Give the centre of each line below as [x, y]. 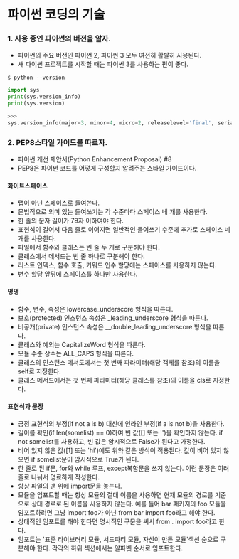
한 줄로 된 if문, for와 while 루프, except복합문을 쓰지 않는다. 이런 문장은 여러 [123, 468]
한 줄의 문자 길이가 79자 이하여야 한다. [71, 220]
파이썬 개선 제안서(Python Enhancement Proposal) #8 [95, 159]
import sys [23, 90]
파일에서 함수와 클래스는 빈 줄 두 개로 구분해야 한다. [89, 247]
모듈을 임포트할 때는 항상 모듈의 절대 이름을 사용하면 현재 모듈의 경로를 [115, 494]
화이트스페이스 [28, 186]
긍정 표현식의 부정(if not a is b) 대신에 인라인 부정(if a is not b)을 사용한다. [121, 423]
